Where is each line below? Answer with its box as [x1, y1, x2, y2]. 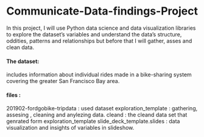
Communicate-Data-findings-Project [6, 4, 198, 18]
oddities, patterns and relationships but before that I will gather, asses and [6, 37, 192, 44]
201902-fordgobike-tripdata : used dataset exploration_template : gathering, [6, 105, 198, 112]
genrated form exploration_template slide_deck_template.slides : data [6, 118, 180, 125]
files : [6, 91, 21, 98]
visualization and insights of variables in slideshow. [6, 124, 135, 132]
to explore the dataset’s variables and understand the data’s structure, [6, 30, 182, 38]
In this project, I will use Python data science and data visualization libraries [6, 24, 196, 32]
